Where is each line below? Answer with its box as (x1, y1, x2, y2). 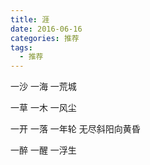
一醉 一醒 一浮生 (10, 144, 77, 156)
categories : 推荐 (10, 33, 80, 43)
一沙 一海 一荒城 (10, 81, 77, 93)
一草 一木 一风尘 (10, 102, 77, 114)
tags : (10, 42, 33, 53)
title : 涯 (10, 14, 50, 25)
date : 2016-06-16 (10, 24, 83, 34)
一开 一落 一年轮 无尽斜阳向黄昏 (10, 123, 141, 135)
